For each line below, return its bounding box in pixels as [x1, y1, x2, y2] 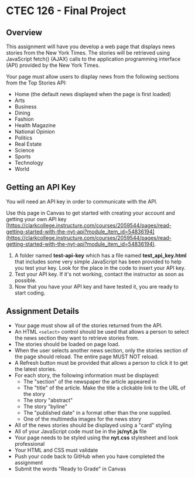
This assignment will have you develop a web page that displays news [6, 43, 176, 50]
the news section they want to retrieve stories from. [14, 334, 139, 341]
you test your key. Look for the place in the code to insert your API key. [14, 264, 186, 271]
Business [14, 103, 37, 110]
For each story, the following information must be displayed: [14, 371, 160, 379]
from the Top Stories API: [6, 79, 67, 86]
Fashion [14, 116, 34, 123]
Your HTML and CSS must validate [14, 446, 98, 453]
